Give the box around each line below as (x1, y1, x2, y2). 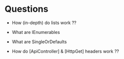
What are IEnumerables (11, 29, 60, 35)
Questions (4, 3, 48, 15)
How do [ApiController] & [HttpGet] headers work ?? (11, 48, 119, 54)
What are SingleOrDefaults (11, 38, 67, 45)
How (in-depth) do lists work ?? (11, 20, 77, 26)
